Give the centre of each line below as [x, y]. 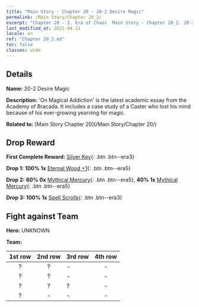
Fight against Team [42, 216]
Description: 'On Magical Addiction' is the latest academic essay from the [97, 100]
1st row [20, 257]
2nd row [49, 257]
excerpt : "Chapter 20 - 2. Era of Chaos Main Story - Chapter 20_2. [94, 23]
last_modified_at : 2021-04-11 [44, 28]
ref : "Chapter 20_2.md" [36, 39]
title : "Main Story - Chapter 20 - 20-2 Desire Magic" [75, 12]
